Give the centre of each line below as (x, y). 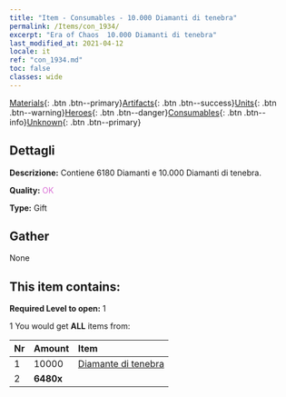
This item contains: (65, 287)
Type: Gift (28, 208)
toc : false (30, 69)
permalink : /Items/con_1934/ (64, 26)
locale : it (30, 52)
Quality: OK (32, 190)
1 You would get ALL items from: (70, 326)
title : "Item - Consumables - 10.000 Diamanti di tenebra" (123, 18)
